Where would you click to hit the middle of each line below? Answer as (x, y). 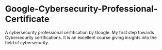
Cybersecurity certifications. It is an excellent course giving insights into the (81, 37)
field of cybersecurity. (27, 42)
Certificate (27, 19)
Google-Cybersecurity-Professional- (81, 9)
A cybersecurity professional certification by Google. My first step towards (80, 32)
